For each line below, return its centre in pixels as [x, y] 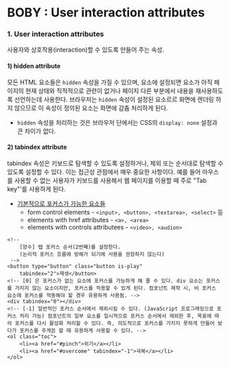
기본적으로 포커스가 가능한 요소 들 [61, 203]
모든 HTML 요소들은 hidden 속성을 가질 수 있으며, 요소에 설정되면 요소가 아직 [110, 82]
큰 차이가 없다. [36, 131]
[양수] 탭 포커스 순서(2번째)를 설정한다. [70, 247]
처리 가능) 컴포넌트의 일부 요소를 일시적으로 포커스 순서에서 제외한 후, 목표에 [115, 316]
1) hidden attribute [34, 66]
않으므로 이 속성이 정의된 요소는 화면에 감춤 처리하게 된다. [91, 108]
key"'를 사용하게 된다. [36, 189]
